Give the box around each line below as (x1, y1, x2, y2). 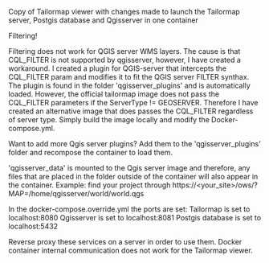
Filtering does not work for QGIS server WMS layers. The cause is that (8, 47, 241, 55)
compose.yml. (8, 124, 55, 133)
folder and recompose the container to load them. (8, 148, 173, 157)
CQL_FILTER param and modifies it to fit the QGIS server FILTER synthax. (8, 72, 250, 81)
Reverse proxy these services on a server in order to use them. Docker (8, 237, 243, 246)
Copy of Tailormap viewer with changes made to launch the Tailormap (8, 7, 241, 16)
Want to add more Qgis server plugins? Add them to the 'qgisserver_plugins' (8, 139, 261, 148)
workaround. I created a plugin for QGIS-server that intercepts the (8, 64, 227, 73)
